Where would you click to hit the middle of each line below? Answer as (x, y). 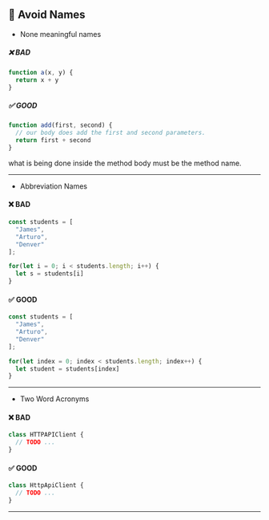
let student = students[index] (68, 369)
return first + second (53, 140)
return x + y (37, 80)
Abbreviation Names (54, 186)
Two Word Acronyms (54, 399)
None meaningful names (60, 34)
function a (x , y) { (41, 72)
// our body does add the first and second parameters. (110, 133)
